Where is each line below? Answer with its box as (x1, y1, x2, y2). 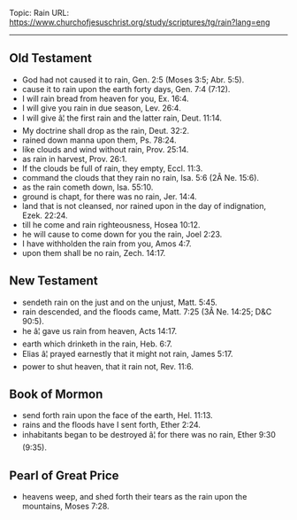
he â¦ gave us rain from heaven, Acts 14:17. (21, 325, 178, 336)
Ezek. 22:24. (21, 210, 68, 221)
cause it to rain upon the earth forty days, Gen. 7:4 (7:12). (21, 83, 231, 94)
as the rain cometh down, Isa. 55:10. (21, 182, 154, 192)
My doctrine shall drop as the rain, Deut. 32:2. (21, 125, 190, 136)
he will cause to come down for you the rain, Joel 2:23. (21, 229, 223, 239)
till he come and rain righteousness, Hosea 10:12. (21, 219, 201, 229)
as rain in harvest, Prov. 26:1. (21, 153, 127, 164)
